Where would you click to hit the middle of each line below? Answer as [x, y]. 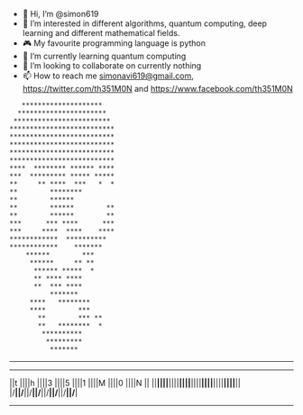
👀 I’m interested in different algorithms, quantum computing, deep [145, 23]
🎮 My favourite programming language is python [114, 43]
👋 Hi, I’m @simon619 [60, 14]
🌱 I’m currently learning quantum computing [104, 56]
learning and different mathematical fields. [101, 33]
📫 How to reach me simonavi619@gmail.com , [108, 76]
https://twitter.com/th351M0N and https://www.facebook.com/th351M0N [157, 89]
